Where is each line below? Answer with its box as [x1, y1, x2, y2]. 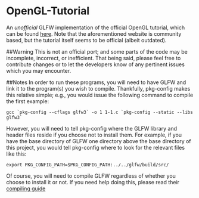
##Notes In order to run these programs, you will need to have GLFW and [6, 79, 186, 86]
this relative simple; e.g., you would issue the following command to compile [6, 91, 194, 98]
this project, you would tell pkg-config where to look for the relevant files [6, 144, 185, 151]
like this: [6, 150, 27, 157]
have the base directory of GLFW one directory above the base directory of [6, 137, 192, 144]
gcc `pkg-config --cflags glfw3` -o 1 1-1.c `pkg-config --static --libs [6, 109, 194, 115]
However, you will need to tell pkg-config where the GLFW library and [6, 125, 178, 132]
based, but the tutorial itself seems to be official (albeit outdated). [6, 36, 167, 44]
